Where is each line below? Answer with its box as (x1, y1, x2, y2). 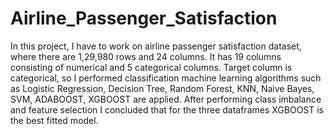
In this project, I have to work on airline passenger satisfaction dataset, (10, 40, 302, 52)
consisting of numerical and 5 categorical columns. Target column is (10, 61, 293, 73)
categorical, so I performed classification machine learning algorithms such (10, 72, 322, 84)
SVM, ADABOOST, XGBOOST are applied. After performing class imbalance (10, 93, 322, 105)
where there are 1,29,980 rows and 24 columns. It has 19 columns (10, 50, 282, 62)
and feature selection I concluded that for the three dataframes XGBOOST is (10, 103, 325, 116)
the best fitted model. (10, 114, 99, 126)
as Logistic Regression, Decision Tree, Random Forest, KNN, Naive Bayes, (10, 82, 315, 94)
